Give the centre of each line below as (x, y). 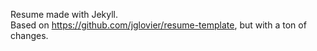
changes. (29, 35)
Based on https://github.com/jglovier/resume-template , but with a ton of (158, 25)
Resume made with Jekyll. (64, 14)
